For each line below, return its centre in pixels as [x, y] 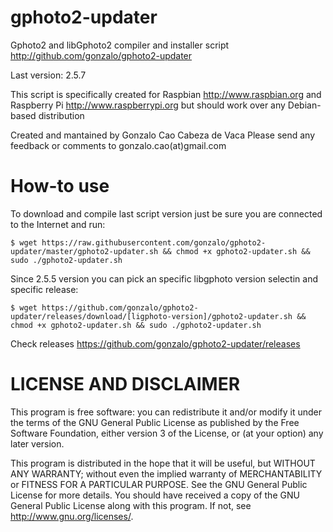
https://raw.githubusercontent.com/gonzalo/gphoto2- [154, 242]
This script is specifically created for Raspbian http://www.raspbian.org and [166, 94]
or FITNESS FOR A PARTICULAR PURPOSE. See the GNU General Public [159, 484]
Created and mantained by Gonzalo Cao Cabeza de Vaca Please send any [163, 135]
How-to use [60, 186]
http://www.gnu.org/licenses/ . [72, 516]
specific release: [44, 289]
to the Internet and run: [58, 224]
